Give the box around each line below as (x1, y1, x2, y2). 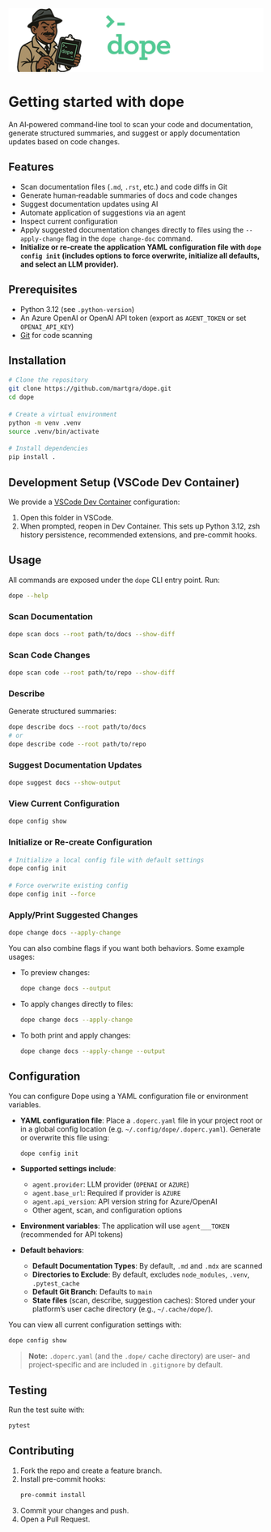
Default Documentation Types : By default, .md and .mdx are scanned (32, 1261, 263, 1271)
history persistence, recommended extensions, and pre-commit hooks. (19, 529, 257, 539)
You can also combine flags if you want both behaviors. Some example (8, 944, 245, 953)
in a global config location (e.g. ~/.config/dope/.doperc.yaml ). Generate (19, 1123, 261, 1134)
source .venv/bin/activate (8, 427, 100, 435)
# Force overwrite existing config (8, 882, 129, 890)
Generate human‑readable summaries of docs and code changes (19, 190, 238, 200)
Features (8, 160, 54, 174)
